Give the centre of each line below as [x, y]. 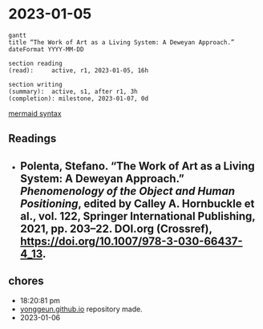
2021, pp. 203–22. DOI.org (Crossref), [116, 228]
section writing [35, 84]
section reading [35, 63]
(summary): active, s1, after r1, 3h [73, 91]
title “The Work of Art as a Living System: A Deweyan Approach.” [121, 42]
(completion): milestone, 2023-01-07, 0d [79, 98]
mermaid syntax [35, 113]
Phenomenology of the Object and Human [127, 191]
